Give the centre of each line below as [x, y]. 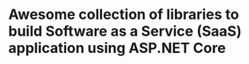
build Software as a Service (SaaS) [125, 31]
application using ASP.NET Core [117, 48]
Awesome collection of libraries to [124, 15]
